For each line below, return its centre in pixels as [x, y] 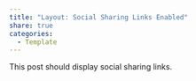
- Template [37, 42]
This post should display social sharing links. [91, 67]
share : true [31, 26]
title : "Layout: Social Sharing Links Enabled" [99, 17]
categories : [31, 33]
